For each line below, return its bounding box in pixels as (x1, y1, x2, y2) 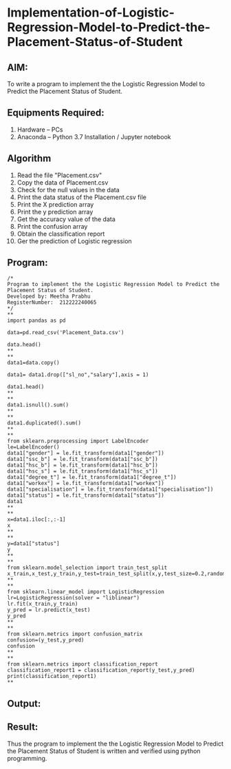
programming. (7, 754, 47, 762)
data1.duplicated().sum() (7, 420, 81, 427)
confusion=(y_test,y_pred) (7, 637, 85, 644)
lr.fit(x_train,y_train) (7, 601, 78, 608)
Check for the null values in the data (16, 185, 120, 194)
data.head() (7, 341, 41, 349)
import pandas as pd (7, 317, 67, 325)
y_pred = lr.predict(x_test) (7, 606, 91, 614)
